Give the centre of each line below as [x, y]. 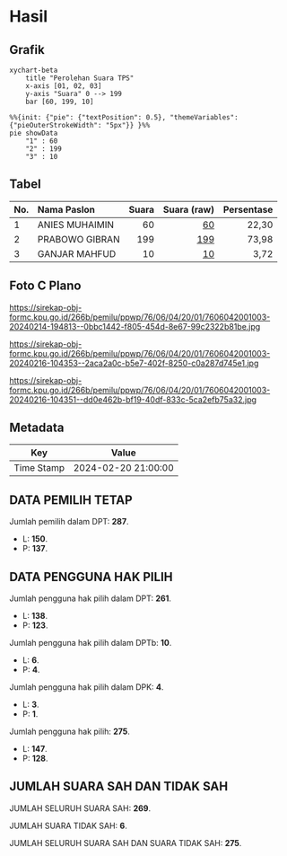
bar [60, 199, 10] [60, 101]
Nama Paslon [66, 209]
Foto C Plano [45, 286]
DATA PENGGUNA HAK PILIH [91, 577]
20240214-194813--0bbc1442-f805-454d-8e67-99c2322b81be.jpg [135, 326]
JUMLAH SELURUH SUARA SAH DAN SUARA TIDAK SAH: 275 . [126, 843]
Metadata [37, 428]
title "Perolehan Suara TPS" [80, 78]
